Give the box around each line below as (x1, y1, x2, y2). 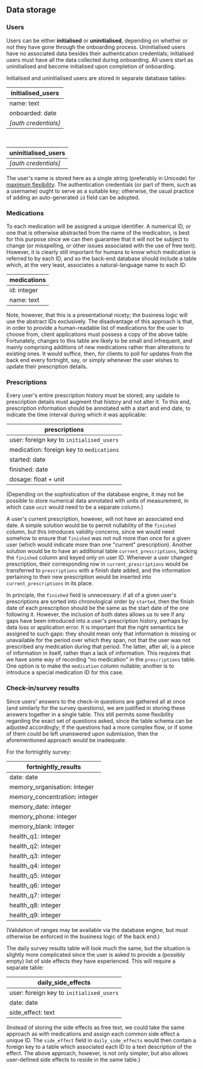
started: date (9, 455, 45, 464)
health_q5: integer (9, 871, 61, 880)
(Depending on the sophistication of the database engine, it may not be (6, 491, 184, 498)
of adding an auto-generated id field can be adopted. (6, 193, 141, 201)
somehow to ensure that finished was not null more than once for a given (6, 535, 191, 542)
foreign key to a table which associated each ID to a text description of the (6, 1043, 192, 1050)
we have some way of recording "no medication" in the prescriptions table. (6, 656, 196, 663)
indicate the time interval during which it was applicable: (6, 411, 147, 418)
